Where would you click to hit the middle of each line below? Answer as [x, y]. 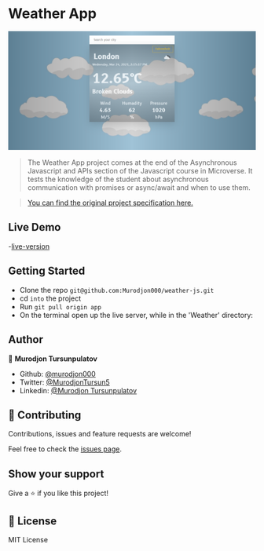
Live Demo [35, 227]
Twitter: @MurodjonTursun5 [64, 382]
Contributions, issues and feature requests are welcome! [100, 434]
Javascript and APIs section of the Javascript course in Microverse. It [140, 171]
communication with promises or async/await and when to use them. [139, 188]
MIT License [28, 539]
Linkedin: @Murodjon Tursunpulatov [78, 390]
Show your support [56, 474]
